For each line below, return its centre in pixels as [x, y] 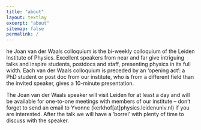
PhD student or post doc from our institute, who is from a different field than [100, 77]
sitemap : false [25, 29]
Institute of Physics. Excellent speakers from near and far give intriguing [95, 58]
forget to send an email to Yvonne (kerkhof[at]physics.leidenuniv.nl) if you [98, 108]
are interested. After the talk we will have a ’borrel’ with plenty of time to [95, 114]
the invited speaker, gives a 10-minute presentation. [70, 83]
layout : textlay [26, 17]
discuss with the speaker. [38, 120]
